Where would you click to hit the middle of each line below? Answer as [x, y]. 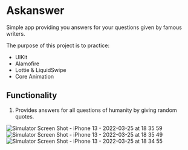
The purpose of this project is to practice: [58, 45]
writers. [16, 33]
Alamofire [27, 64]
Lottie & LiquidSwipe [41, 70]
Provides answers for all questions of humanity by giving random [96, 110]
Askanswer [35, 11]
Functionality [32, 95]
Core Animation [34, 76]
